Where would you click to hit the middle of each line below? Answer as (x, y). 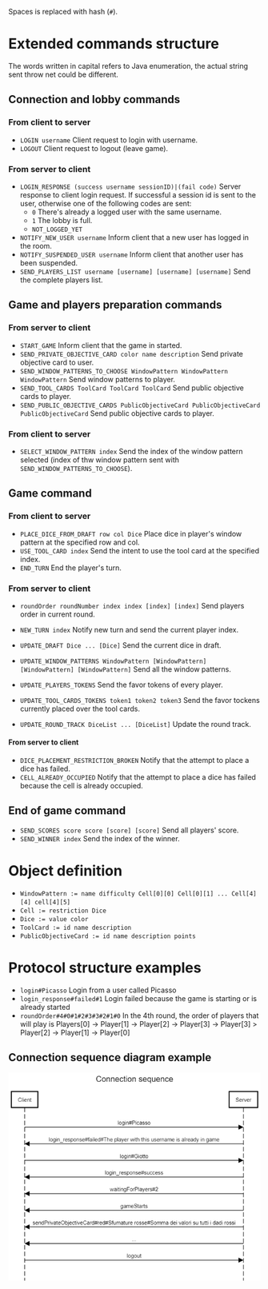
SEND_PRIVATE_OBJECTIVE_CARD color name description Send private (132, 353)
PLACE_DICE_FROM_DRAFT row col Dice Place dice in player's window (131, 533)
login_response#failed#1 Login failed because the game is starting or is (138, 998)
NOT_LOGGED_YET (57, 229)
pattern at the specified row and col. (80, 542)
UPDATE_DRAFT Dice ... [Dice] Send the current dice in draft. (120, 645)
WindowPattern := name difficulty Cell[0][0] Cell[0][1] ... (124, 894)
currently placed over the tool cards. (80, 708)
